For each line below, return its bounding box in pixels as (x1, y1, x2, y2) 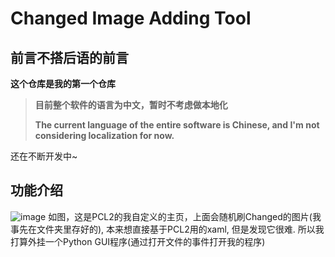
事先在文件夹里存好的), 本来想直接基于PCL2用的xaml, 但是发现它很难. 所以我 (10, 223, 325, 235)
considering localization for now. (34, 130, 175, 141)
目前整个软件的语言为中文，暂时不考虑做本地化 (34, 99, 228, 111)
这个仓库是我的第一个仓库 (10, 78, 116, 89)
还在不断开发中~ (10, 150, 78, 162)
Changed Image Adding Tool (10, 7, 252, 30)
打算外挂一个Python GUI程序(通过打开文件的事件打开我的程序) (10, 235, 266, 247)
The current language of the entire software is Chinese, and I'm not (34, 119, 320, 131)
